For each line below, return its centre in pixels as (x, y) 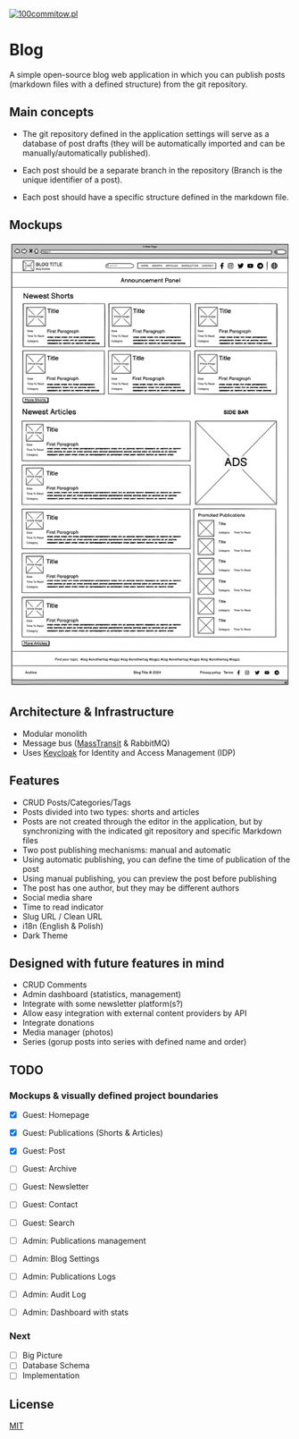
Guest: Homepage (56, 1115)
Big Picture (42, 1356)
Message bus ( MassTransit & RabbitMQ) (96, 743)
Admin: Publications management (84, 1240)
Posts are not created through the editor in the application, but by (142, 821)
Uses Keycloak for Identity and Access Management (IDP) (129, 752)
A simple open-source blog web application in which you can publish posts (147, 74)
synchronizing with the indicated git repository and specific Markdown (152, 831)
